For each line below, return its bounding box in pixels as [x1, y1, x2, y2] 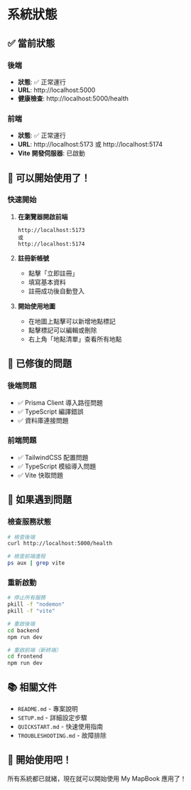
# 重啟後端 [7, 620, 36, 627]
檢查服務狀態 [7, 517, 52, 527]
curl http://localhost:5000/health [7, 540, 113, 547]
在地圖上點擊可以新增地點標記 [28, 317, 116, 325]
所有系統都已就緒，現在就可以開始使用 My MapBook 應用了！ [7, 774, 187, 783]
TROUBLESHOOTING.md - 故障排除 [17, 731, 107, 740]
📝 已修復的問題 [7, 357, 72, 370]
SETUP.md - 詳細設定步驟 [17, 713, 87, 722]
